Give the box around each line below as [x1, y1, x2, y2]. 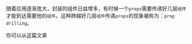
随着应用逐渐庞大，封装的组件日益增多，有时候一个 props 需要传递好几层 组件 [6, 5, 187, 12]
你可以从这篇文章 [6, 32, 47, 39]
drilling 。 [6, 20, 33, 26]
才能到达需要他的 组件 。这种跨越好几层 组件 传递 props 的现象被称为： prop [6, 12, 175, 19]
